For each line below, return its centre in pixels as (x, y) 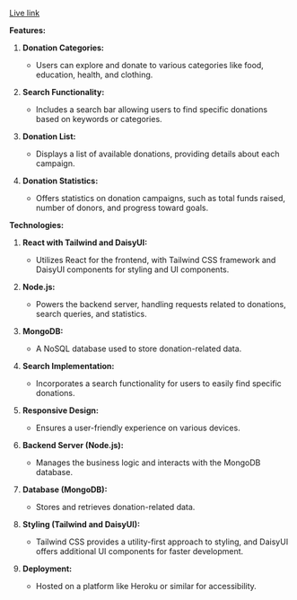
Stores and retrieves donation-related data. (115, 507)
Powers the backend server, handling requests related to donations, (161, 304)
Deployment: (47, 569)
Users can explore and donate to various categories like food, (150, 65)
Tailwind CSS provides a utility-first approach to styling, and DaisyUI (162, 542)
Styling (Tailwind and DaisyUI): (81, 524)
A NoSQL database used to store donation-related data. (139, 349)
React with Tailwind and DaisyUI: (85, 243)
